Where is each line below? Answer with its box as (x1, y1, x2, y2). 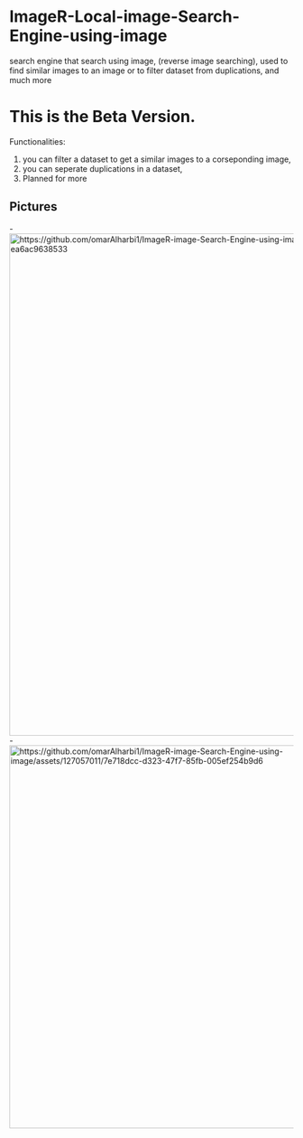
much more (9, 74, 52, 85)
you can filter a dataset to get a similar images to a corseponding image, (22, 154, 291, 165)
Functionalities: (9, 136, 66, 146)
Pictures (9, 199, 58, 214)
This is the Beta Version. (9, 107, 196, 127)
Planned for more (22, 173, 87, 183)
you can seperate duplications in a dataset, (22, 163, 183, 174)
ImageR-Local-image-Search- (9, 6, 241, 27)
